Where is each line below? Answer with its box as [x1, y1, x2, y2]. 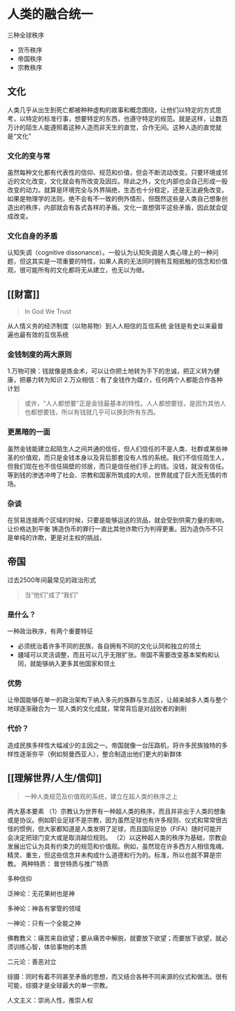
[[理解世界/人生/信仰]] [7, 772, 102, 784]
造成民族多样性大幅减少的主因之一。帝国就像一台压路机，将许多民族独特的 [7, 741, 222, 749]
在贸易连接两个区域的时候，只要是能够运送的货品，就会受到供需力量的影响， [7, 516, 228, 525]
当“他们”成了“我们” [24, 591, 79, 599]
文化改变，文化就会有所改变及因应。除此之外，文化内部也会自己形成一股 [19, 177, 228, 185]
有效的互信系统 [25, 330, 69, 339]
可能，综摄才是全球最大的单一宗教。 [7, 981, 112, 989]
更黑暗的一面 [7, 427, 51, 437]
